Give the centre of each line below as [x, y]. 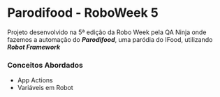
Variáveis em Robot [45, 88]
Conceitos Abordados [45, 65]
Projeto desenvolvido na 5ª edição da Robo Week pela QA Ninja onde [107, 32]
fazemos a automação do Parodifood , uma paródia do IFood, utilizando [110, 39]
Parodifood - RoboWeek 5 [83, 13]
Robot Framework [34, 47]
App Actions [35, 80]
